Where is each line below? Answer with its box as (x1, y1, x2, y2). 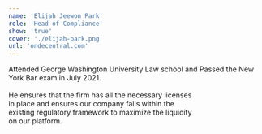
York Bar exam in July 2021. (8, 73, 101, 83)
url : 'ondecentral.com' (8, 42, 89, 50)
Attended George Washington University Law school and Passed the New (8, 64, 254, 74)
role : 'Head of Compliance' (8, 19, 104, 28)
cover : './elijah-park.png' (8, 34, 104, 43)
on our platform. (8, 116, 62, 126)
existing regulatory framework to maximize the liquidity (8, 107, 192, 118)
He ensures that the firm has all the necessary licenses (8, 90, 192, 100)
